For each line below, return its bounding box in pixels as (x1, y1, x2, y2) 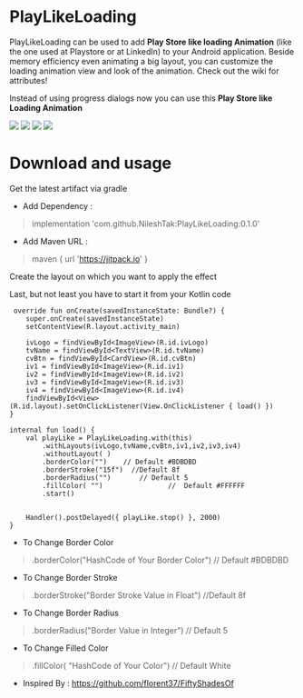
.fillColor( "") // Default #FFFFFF (42, 481, 246, 490)
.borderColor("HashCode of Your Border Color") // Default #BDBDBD (31, 554, 289, 565)
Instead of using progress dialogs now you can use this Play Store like (9, 93, 273, 104)
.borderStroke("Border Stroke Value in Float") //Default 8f (31, 589, 247, 601)
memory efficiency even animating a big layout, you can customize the (9, 55, 274, 66)
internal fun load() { (9, 425, 95, 434)
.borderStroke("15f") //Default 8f (42, 465, 181, 474)
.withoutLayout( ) (42, 449, 112, 458)
